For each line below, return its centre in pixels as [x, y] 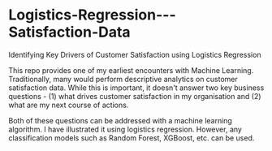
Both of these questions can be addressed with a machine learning [121, 120]
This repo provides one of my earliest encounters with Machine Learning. [131, 70]
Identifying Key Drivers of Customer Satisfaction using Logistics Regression [135, 54]
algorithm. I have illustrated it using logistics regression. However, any [125, 129]
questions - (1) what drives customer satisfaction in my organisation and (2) [135, 96]
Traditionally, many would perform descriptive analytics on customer [123, 79]
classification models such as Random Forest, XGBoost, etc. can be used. [132, 138]
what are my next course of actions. [69, 105]
